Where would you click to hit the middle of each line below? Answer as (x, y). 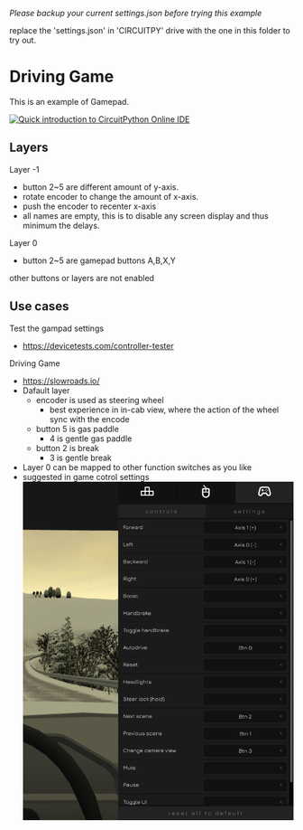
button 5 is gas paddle (78, 429)
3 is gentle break (81, 457)
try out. (23, 40)
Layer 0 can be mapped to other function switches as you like (137, 467)
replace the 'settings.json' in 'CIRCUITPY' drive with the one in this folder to (150, 30)
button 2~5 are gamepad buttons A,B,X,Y (99, 260)
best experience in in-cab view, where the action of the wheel (164, 410)
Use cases (39, 307)
